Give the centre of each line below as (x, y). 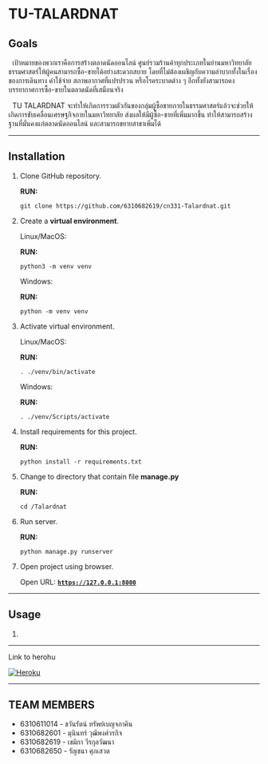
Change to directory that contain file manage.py (99, 476)
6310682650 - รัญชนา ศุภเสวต (65, 751)
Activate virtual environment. (67, 326)
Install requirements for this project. (78, 432)
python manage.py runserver (66, 551)
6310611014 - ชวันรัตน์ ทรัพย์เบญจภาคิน (76, 724)
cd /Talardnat (43, 507)
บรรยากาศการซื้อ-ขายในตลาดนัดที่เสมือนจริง (66, 90)
